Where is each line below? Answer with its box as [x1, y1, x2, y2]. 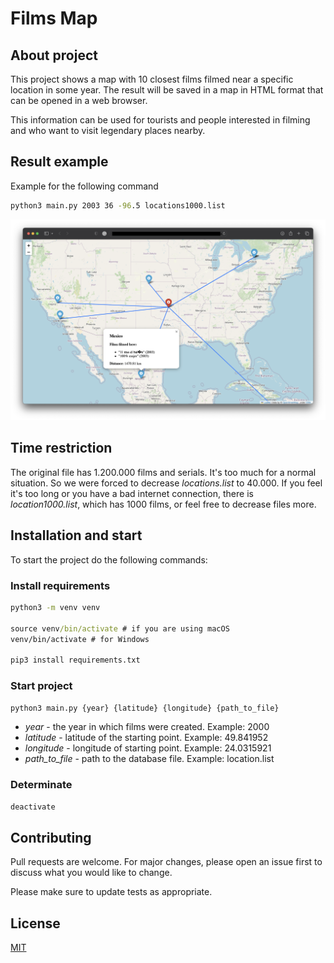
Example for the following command [10, 180, 159, 192]
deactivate [10, 802, 56, 812]
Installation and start [10, 527, 143, 544]
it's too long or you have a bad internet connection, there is [10, 487, 254, 499]
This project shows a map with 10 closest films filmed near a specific [10, 73, 294, 85]
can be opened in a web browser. [10, 95, 148, 106]
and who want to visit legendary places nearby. [10, 125, 206, 136]
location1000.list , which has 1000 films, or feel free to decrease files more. [10, 498, 317, 510]
